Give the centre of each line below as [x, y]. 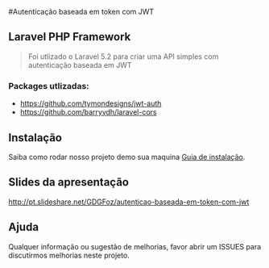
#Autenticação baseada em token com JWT [81, 12]
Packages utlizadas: [49, 86]
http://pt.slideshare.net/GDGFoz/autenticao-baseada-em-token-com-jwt [129, 202]
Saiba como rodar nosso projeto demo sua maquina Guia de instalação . [127, 157]
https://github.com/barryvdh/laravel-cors [88, 112]
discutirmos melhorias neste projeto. [69, 255]
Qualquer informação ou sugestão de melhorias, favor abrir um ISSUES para [135, 246]
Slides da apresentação [68, 182]
